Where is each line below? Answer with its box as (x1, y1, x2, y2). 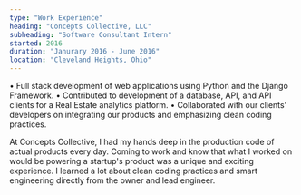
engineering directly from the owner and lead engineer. (9, 175, 216, 186)
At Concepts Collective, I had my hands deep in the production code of (9, 137, 275, 147)
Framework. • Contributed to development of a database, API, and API (9, 90, 272, 101)
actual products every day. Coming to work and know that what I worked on (9, 146, 293, 157)
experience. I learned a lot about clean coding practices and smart (9, 165, 258, 176)
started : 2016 (9, 38, 63, 48)
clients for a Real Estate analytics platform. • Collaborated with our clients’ (9, 100, 287, 110)
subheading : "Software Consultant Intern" (9, 30, 172, 39)
